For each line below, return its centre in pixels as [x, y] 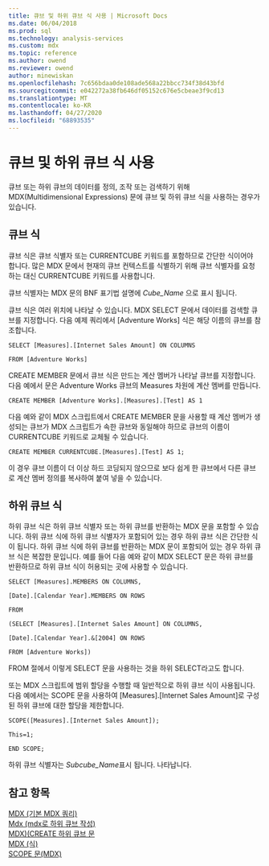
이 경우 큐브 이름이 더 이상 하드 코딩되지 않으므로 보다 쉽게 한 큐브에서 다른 [125, 468]
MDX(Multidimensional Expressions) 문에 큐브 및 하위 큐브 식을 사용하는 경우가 [134, 196]
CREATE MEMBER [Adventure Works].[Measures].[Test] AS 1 [106, 400]
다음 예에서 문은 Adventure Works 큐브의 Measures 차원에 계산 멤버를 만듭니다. [134, 385]
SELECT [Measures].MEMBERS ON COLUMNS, [75, 582]
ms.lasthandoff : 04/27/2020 [55, 113]
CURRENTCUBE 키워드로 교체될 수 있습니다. [78, 436]
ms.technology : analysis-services [66, 38]
